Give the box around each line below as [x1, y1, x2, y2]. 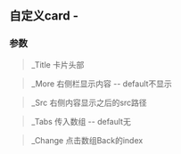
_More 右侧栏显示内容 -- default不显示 [30, 78, 172, 89]
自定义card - [9, 8, 78, 24]
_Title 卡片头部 [30, 59, 85, 69]
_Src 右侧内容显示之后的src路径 [30, 97, 147, 108]
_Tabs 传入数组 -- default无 [30, 116, 131, 126]
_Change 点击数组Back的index [30, 134, 144, 145]
